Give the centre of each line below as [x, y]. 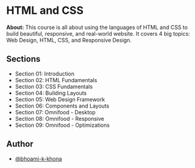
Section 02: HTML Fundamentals [56, 80]
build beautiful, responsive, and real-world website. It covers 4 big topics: [98, 33]
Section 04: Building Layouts [51, 93]
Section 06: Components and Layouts [62, 106]
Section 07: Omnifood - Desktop [55, 112]
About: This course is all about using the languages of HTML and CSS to [97, 27]
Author [20, 144]
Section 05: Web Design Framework [60, 99]
